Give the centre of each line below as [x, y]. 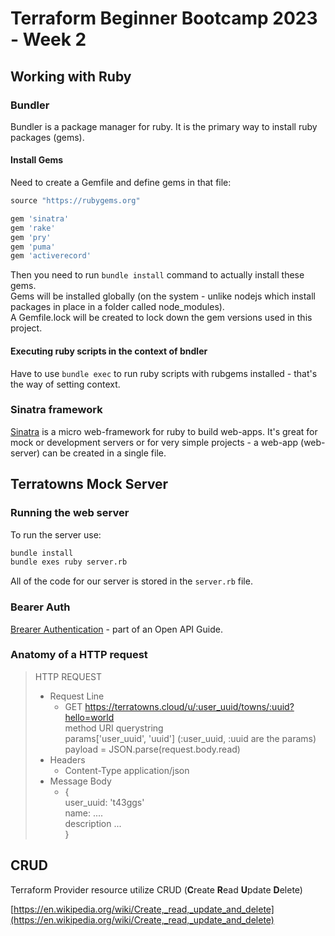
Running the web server [70, 513]
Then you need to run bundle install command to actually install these [157, 275]
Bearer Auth [40, 607]
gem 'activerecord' [51, 256]
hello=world [89, 717]
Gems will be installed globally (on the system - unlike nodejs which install [163, 296]
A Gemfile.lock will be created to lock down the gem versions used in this [161, 318]
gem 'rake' [33, 228]
